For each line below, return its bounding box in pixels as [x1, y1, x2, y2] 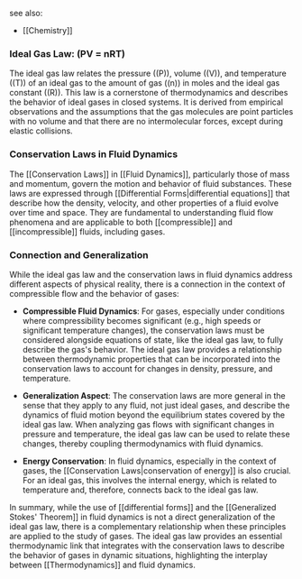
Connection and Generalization [9, 248, 149, 261]
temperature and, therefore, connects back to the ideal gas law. [22, 484, 259, 495]
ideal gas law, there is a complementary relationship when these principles [9, 520, 287, 531]
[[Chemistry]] [22, 25, 73, 35]
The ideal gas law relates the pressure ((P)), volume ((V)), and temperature [9, 68, 287, 79]
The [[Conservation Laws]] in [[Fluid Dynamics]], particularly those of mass [9, 169, 290, 179]
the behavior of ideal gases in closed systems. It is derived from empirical [9, 96, 284, 107]
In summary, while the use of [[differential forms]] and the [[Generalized [9, 501, 277, 512]
